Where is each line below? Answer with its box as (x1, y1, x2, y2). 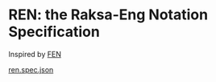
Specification (8, 23, 101, 41)
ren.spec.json (8, 64, 54, 74)
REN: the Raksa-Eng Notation (8, 6, 208, 24)
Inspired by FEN (8, 49, 62, 59)
